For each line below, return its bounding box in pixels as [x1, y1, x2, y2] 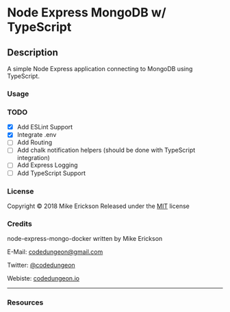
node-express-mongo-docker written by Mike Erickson [7, 235, 163, 243]
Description [7, 47, 58, 58]
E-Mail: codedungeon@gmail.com [7, 248, 103, 256]
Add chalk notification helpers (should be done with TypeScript [16, 146, 196, 155]
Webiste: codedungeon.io [7, 274, 80, 283]
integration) [16, 154, 50, 162]
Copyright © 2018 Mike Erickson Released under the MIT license [7, 202, 190, 210]
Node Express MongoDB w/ [7, 5, 166, 21]
